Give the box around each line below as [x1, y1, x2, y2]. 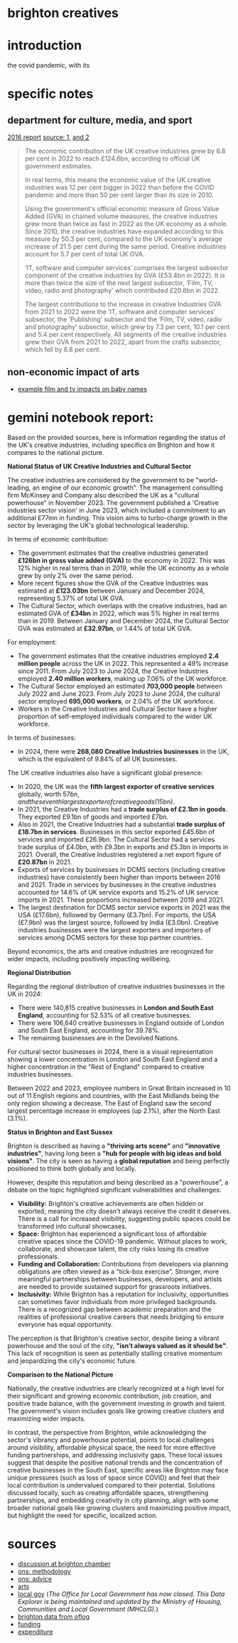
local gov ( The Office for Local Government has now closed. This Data [17, 1590, 225, 1598]
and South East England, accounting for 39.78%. [17, 1025, 161, 1035]
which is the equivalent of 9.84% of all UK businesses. [17, 755, 178, 763]
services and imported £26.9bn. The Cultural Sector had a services [17, 835, 215, 844]
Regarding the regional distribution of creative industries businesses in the [7, 982, 225, 991]
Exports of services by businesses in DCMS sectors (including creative [17, 865, 226, 873]
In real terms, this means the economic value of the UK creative [24, 176, 211, 184]
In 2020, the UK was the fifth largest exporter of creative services [17, 782, 215, 790]
